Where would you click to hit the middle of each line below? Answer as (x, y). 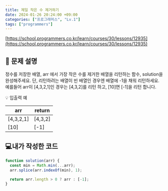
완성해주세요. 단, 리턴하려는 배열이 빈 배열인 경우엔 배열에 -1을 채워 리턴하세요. (82, 81)
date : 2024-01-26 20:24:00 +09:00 (42, 15)
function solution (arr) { (32, 161)
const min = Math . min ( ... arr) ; (43, 165)
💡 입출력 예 (16, 98)
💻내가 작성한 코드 (32, 147)
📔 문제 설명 (21, 61)
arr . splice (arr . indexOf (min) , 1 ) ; (46, 170)
